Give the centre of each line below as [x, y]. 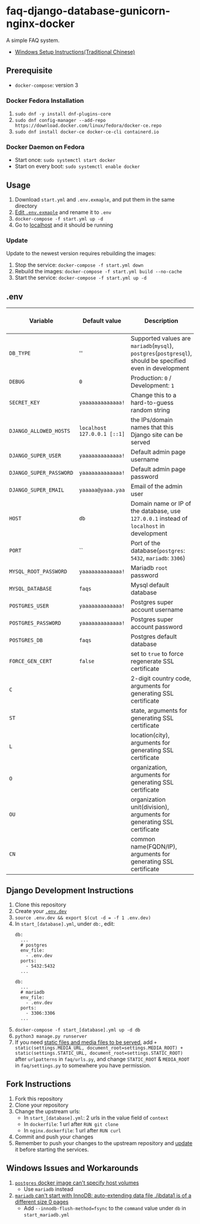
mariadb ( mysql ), [152, 346]
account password [157, 627]
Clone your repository [41, 1105]
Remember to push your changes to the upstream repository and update [104, 1143]
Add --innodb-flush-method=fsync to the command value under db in [105, 1208]
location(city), [150, 735]
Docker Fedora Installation [45, 100]
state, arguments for [159, 711]
